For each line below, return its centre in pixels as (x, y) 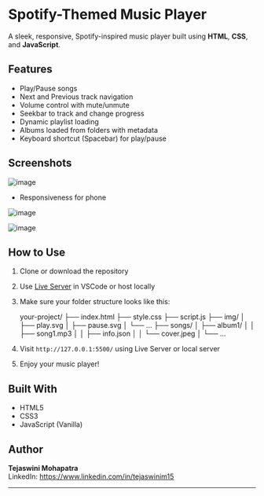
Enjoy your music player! (59, 364)
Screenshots (40, 163)
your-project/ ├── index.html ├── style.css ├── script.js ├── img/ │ (132, 317)
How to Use (37, 252)
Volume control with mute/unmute (74, 105)
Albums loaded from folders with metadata (89, 130)
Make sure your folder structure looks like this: (95, 302)
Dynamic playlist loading (59, 121)
